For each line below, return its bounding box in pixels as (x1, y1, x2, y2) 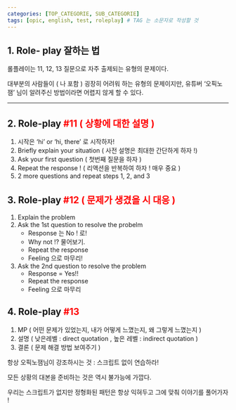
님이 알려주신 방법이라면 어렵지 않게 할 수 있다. (16, 89, 144, 97)
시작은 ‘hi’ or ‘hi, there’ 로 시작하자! (17, 138, 115, 146)
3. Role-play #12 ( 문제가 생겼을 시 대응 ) (7, 194, 176, 206)
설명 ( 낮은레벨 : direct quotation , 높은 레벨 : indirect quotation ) (17, 334, 199, 342)
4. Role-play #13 (7, 306, 79, 318)
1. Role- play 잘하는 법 (7, 44, 100, 56)
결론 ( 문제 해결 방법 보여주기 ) (17, 342, 101, 352)
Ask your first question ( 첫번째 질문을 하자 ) (17, 155, 142, 164)
